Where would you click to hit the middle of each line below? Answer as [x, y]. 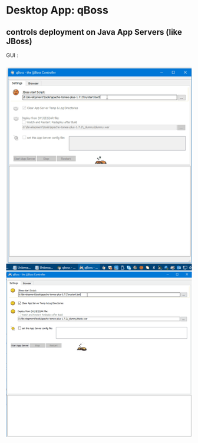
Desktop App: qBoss [57, 10]
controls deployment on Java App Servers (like [94, 32]
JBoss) [19, 41]
